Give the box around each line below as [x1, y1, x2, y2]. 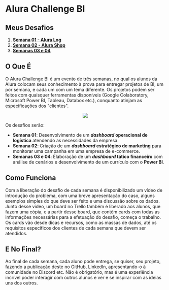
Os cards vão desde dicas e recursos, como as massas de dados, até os [5, 219, 157, 225]
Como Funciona [5, 174, 56, 182]
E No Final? [5, 245, 42, 254]
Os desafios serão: [5, 122, 45, 128]
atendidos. [5, 230, 28, 236]
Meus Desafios [5, 23, 54, 32]
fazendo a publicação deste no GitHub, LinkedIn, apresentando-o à [5, 264, 146, 270]
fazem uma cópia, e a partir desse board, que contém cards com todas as [5, 209, 160, 215]
